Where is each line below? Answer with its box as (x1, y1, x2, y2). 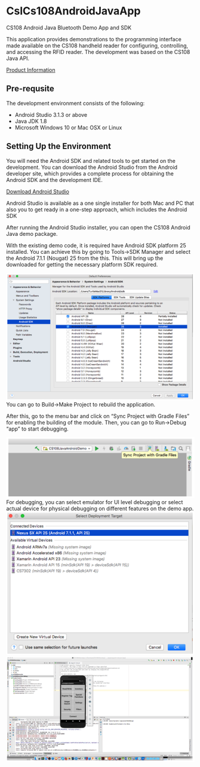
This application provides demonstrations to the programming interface (6, 35, 182, 43)
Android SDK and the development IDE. (6, 176, 103, 183)
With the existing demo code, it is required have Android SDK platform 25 (6, 241, 186, 249)
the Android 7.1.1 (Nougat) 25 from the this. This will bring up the (6, 254, 164, 262)
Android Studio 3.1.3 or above (14, 111, 88, 118)
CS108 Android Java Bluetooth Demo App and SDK (6, 24, 132, 31)
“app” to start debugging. (6, 425, 69, 432)
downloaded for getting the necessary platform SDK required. (6, 260, 158, 268)
